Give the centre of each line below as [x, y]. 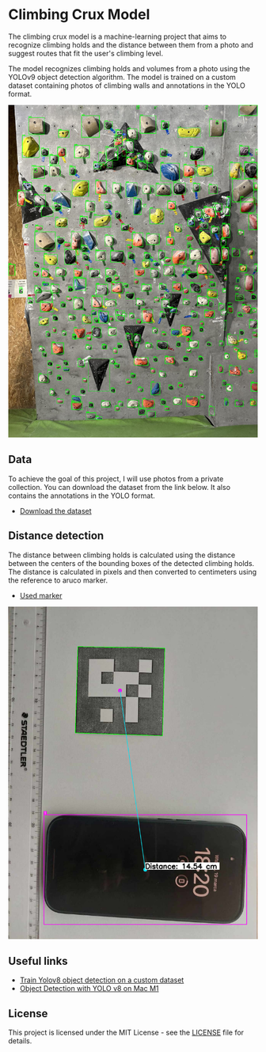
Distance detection [56, 536]
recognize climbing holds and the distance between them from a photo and [131, 44]
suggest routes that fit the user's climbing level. [86, 53]
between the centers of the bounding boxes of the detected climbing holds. [131, 563]
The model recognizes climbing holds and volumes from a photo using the [129, 68]
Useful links [38, 961]
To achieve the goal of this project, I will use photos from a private [116, 479]
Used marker [41, 595]
